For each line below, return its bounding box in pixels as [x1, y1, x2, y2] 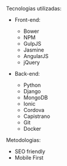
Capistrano [23, 113, 51, 120]
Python [23, 82, 41, 89]
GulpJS [23, 40, 42, 47]
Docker [23, 126, 41, 132]
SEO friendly [14, 148, 46, 155]
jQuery [23, 59, 40, 66]
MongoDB [23, 94, 48, 101]
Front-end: [14, 16, 41, 23]
